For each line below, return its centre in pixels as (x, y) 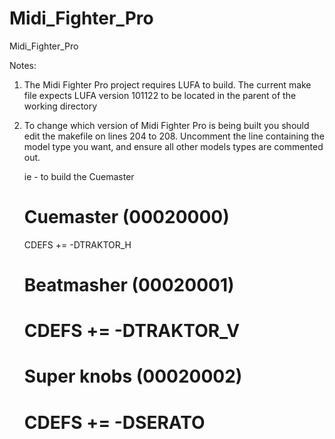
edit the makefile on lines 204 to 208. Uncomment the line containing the (174, 136)
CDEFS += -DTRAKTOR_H (77, 244)
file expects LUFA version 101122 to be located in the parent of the (160, 95)
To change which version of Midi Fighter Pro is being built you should (166, 125)
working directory (60, 106)
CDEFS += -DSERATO (114, 422)
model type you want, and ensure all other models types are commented (173, 146)
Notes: (23, 65)
